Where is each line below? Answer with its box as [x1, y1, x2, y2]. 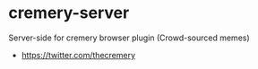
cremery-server [8, 3, 130, 23]
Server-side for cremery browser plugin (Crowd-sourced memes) [8, 32, 250, 43]
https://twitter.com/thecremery [21, 49, 136, 60]
